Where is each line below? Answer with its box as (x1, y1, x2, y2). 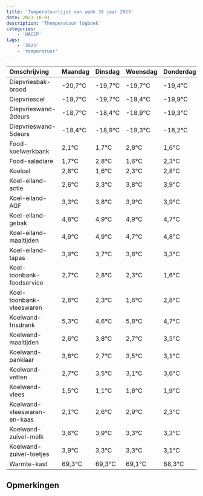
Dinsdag (95, 67, 120, 76)
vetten (9, 373, 28, 381)
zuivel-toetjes (9, 449, 50, 458)
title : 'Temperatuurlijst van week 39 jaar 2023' (6, 8, 134, 15)
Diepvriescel (9, 95, 45, 103)
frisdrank (9, 321, 35, 329)
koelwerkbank (9, 147, 50, 155)
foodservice (9, 279, 43, 287)
